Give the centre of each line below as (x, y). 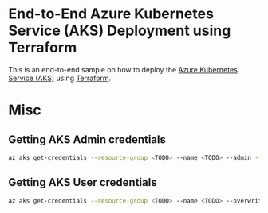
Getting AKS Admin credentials (87, 139)
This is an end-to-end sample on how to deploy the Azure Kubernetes (123, 69)
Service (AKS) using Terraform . (60, 78)
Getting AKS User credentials (83, 182)
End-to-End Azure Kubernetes (111, 14)
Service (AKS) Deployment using (120, 31)
